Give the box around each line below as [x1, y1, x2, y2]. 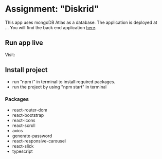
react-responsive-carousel [12, 138, 66, 144]
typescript [12, 148, 33, 154]
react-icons [12, 117, 36, 123]
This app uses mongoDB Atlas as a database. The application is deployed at [5, 19, 157, 25]
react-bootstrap [12, 112, 44, 118]
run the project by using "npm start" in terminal [12, 84, 107, 89]
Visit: [5, 52, 16, 57]
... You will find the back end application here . [5, 24, 97, 30]
